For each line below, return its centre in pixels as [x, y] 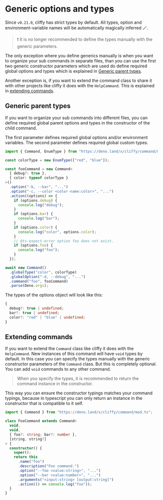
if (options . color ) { [35, 227]
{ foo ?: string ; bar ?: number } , [43, 435]
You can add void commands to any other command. [58, 369]
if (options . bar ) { [33, 214]
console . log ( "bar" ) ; [39, 219]
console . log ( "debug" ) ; [41, 205]
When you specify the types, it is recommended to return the [78, 378]
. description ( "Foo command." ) [48, 466]
